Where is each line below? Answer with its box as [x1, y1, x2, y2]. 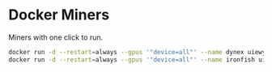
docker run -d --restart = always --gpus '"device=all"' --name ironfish [8, 55, 255, 64]
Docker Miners [8, 6, 110, 24]
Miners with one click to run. [8, 32, 104, 42]
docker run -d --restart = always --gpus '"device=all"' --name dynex [8, 48, 244, 56]
